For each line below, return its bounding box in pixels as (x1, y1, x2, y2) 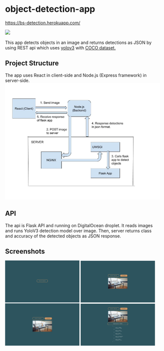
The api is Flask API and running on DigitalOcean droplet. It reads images (5, 222, 153, 228)
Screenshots (5, 247, 45, 255)
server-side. (5, 78, 30, 83)
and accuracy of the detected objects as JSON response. (5, 233, 121, 239)
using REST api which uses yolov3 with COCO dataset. (5, 44, 116, 50)
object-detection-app (5, 3, 96, 15)
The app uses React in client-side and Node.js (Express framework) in (5, 72, 147, 78)
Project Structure (5, 59, 59, 68)
